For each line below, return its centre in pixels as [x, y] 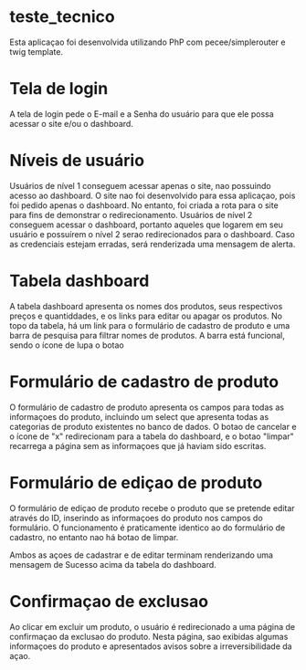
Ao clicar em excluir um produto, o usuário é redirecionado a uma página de [152, 626]
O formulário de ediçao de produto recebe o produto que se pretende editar [152, 508]
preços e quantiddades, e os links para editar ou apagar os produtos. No [146, 316]
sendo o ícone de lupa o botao [67, 345]
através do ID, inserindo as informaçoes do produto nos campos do [136, 518]
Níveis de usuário [77, 161]
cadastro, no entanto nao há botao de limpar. [94, 537]
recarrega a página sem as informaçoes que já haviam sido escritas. [138, 445]
